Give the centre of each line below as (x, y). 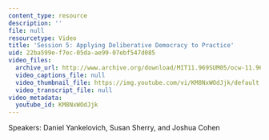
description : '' (35, 23)
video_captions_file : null (60, 75)
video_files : (30, 61)
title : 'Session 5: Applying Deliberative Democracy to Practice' (121, 46)
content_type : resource (48, 16)
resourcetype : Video (43, 38)
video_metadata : (35, 98)
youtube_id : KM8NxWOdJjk (57, 105)
